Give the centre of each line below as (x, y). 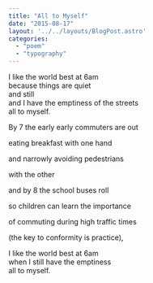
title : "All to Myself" (49, 16)
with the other (32, 174)
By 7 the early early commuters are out (74, 127)
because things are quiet (50, 85)
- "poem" (30, 46)
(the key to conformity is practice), (66, 237)
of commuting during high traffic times (73, 222)
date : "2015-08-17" (41, 24)
